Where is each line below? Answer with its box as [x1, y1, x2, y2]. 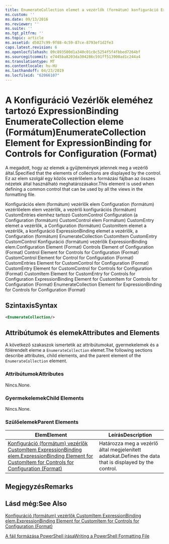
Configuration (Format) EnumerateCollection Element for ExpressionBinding [5, 281, 162, 287]
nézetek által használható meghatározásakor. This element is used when [5, 181, 154, 187]
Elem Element [35, 431, 67, 438]
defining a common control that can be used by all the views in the [5, 186, 143, 192]
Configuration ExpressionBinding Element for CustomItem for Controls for [5, 276, 158, 282]
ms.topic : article [5, 36, 44, 41]
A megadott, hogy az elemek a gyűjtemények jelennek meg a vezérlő [5, 165, 148, 171]
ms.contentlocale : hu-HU [5, 63, 57, 68]
